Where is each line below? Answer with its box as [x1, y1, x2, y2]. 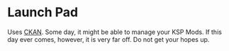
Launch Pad [7, 4, 79, 21]
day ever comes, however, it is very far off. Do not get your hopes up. [7, 35, 210, 43]
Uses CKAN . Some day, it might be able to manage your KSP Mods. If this [7, 28, 222, 36]
